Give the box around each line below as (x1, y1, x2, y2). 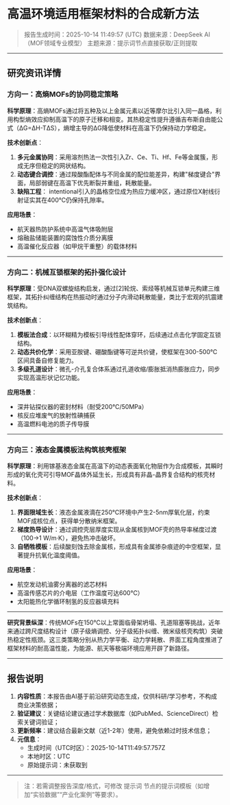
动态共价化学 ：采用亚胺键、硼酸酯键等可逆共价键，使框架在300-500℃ (16, 347, 218, 355)
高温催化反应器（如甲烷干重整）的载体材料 (16, 242, 138, 250)
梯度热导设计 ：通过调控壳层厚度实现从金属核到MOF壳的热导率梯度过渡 (16, 526, 217, 534)
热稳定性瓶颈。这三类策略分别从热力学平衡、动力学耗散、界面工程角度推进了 (7, 635, 223, 644)
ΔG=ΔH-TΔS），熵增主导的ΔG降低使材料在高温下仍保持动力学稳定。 (18, 124, 210, 132)
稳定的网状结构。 (40, 161, 90, 170)
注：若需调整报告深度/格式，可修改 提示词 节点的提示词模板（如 (23, 782, 204, 790)
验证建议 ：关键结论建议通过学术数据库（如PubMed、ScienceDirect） (16, 710, 213, 718)
